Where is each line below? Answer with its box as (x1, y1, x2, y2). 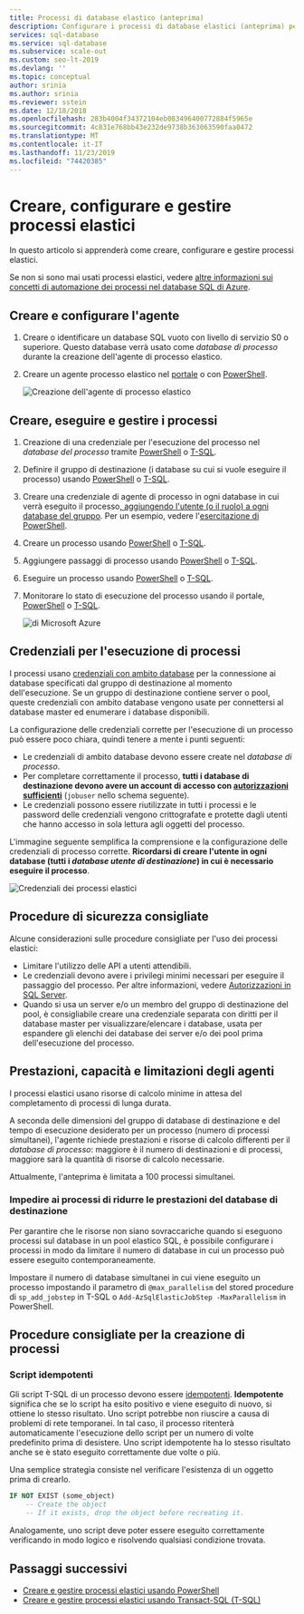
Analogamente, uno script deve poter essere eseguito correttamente (9, 1525, 265, 1536)
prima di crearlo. (9, 1474, 71, 1485)
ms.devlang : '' (9, 64, 67, 73)
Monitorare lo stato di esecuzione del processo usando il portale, (22, 590, 265, 601)
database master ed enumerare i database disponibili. (9, 706, 210, 717)
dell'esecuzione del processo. (22, 1037, 135, 1048)
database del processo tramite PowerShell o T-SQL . (22, 446, 217, 458)
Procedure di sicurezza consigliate (9, 909, 209, 925)
